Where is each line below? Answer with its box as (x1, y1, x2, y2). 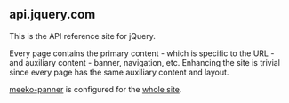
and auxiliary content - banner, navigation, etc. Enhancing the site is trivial (9, 57, 280, 67)
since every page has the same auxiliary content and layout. (9, 67, 229, 77)
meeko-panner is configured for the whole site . (9, 83, 182, 94)
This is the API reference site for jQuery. (9, 30, 156, 41)
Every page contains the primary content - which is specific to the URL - (9, 48, 275, 59)
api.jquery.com (9, 7, 96, 22)
